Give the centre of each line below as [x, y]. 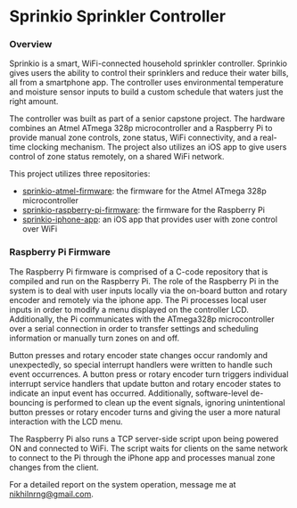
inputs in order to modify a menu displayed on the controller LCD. [129, 309]
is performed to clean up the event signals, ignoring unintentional [165, 402]
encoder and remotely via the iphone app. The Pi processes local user [138, 299]
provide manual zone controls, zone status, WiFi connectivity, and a [134, 138]
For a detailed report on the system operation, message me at [123, 484]
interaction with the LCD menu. [66, 422]
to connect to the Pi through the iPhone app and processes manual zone [142, 457]
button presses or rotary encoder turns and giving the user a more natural [145, 412]
